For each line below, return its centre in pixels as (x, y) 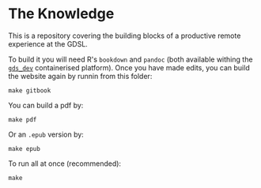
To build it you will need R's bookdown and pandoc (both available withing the (130, 59)
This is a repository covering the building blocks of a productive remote (125, 36)
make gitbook (30, 90)
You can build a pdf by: (46, 105)
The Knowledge (61, 14)
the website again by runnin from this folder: (80, 76)
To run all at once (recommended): (64, 164)
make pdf (23, 119)
